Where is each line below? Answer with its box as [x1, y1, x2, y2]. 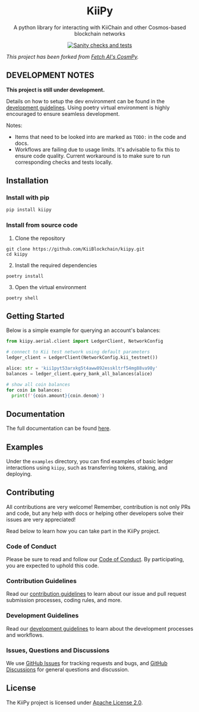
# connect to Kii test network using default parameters [6, 349, 150, 355]
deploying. [6, 470, 32, 477]
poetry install [6, 273, 44, 279]
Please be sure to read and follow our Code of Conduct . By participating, [6, 556, 184, 563]
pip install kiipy [6, 207, 52, 213]
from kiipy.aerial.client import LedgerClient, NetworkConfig [6, 338, 163, 344]
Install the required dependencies [14, 261, 97, 268]
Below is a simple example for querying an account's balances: [6, 327, 161, 334]
